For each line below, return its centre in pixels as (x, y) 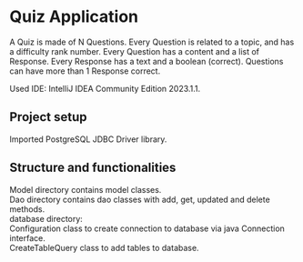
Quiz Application (74, 17)
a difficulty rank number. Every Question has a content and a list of (135, 51)
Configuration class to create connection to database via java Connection (147, 228)
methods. (27, 209)
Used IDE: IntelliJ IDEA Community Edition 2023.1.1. (105, 88)
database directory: (46, 218)
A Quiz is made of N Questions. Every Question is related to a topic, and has (152, 42)
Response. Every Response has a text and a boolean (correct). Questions (146, 61)
